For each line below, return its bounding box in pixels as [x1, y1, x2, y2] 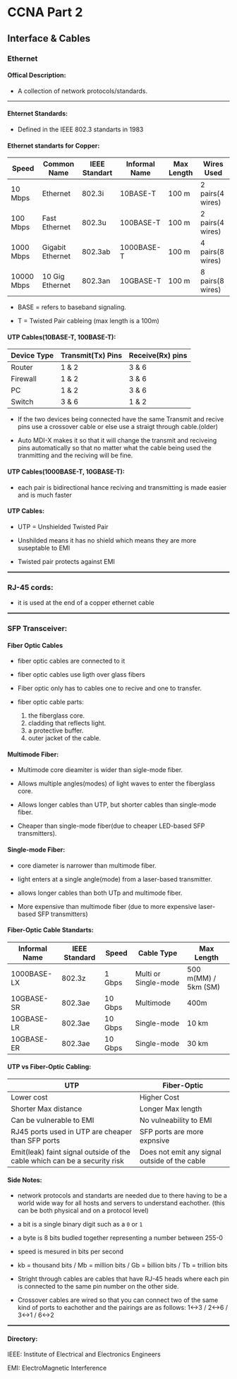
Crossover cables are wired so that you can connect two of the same [17, 1296, 219, 1304]
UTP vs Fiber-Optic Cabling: [7, 1063, 92, 1071]
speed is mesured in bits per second [17, 1247, 124, 1256]
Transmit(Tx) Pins [60, 351, 122, 361]
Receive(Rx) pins [128, 351, 188, 361]
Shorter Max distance [11, 1104, 83, 1114]
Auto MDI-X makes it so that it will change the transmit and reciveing [17, 436, 217, 445]
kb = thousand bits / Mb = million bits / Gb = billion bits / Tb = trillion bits [17, 1261, 228, 1270]
